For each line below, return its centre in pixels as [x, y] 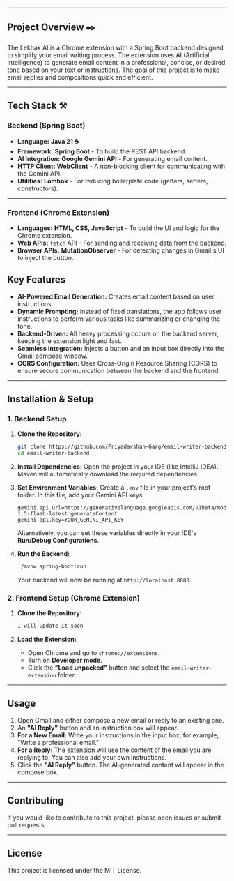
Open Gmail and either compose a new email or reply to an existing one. [121, 720]
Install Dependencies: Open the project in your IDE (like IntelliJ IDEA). [118, 467]
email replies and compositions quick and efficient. [80, 77]
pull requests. [27, 824]
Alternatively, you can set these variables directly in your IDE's [107, 533]
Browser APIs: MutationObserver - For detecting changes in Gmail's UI [120, 250]
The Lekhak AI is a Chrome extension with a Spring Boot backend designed [116, 47]
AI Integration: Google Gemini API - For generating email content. [112, 158]
